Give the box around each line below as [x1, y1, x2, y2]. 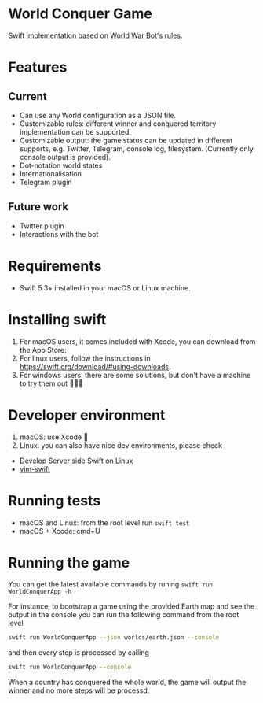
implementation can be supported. [19, 127, 132, 136]
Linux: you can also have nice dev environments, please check [19, 440, 222, 450]
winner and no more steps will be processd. [8, 686, 150, 695]
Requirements [8, 257, 102, 275]
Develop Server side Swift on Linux [19, 456, 133, 465]
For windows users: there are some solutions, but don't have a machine [19, 370, 251, 379]
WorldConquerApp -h [8, 588, 72, 596]
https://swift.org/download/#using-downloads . [19, 361, 171, 371]
